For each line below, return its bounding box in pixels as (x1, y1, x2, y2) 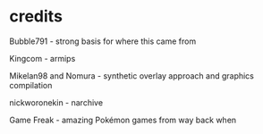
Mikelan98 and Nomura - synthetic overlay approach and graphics (9, 70, 255, 81)
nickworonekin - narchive (9, 96, 104, 108)
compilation (9, 80, 53, 90)
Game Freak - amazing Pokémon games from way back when (9, 114, 237, 125)
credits (9, 6, 63, 27)
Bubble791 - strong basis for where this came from (9, 36, 197, 46)
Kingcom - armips (9, 53, 76, 63)
